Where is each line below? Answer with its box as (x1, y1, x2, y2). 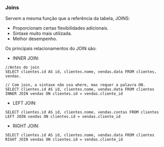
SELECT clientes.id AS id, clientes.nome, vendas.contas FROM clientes (5, 110, 159, 115)
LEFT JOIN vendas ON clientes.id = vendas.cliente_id (5, 114, 121, 119)
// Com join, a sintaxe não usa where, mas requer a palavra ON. (5, 82, 145, 88)
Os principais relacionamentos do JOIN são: (5, 46, 97, 52)
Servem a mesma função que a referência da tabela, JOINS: (5, 16, 130, 22)
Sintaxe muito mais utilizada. (12, 31, 72, 37)
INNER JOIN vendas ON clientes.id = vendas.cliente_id (5, 91, 123, 96)
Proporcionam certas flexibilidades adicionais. (12, 25, 109, 31)
